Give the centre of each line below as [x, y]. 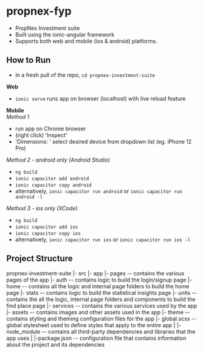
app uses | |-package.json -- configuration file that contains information [96, 338]
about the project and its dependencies [56, 344]
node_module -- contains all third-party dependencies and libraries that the [101, 331]
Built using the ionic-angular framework [65, 34]
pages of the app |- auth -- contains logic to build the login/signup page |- [99, 280]
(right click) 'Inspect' [41, 135]
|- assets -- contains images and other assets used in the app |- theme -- [98, 312]
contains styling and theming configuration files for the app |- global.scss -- [101, 319]
